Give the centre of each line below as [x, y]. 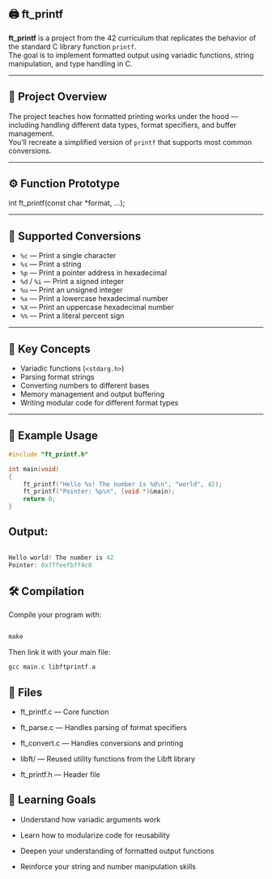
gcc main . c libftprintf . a [52, 667]
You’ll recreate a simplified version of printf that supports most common [130, 142]
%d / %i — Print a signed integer [72, 282]
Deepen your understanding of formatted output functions [117, 851]
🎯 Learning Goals [52, 800]
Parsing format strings [57, 377]
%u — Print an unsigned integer [71, 290]
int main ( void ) [34, 469]
